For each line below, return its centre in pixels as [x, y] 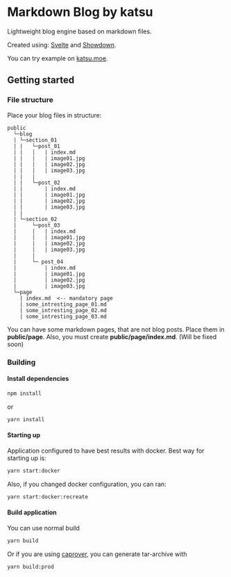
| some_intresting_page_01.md [63, 304]
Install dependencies [38, 379]
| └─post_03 [37, 225]
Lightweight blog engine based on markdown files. [79, 31]
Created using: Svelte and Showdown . [62, 44]
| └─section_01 [35, 140]
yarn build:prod [31, 567]
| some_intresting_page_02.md [63, 310]
